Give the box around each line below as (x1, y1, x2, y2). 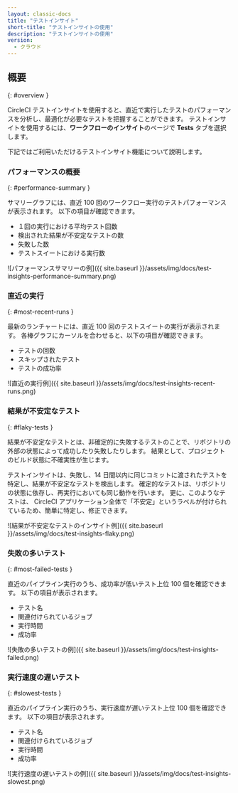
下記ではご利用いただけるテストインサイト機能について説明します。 (7, 147, 206, 156)
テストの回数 (17, 346, 55, 355)
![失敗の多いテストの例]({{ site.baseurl (7, 645, 119, 654)
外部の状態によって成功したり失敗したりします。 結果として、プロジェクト (7, 446, 226, 455)
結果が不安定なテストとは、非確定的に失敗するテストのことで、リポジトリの (7, 437, 232, 446)
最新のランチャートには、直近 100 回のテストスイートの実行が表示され (7, 322, 215, 331)
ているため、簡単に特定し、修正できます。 (7, 506, 131, 514)
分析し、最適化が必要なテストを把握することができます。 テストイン (19, 115, 220, 123)
